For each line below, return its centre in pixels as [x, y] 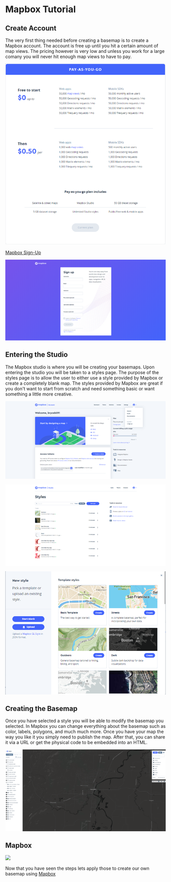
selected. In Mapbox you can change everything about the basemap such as [85, 726]
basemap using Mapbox [31, 873]
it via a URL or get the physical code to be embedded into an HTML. [76, 743]
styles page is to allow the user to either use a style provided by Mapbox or [84, 378]
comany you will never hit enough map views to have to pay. [68, 56]
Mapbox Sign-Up [23, 252]
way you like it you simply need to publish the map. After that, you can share [85, 737]
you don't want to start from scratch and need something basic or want [80, 388]
